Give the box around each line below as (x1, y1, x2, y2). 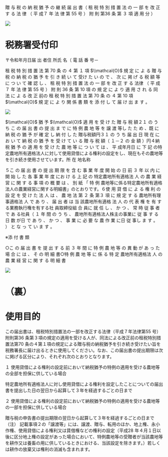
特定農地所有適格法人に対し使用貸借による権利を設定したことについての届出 (5, 381, 163, 387)
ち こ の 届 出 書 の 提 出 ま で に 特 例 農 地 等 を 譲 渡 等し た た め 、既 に (5, 125, 159, 131)
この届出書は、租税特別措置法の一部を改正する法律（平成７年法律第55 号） (5, 329, 161, 335)
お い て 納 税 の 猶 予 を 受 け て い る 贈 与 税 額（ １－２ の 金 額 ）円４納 (5, 137, 160, 144)
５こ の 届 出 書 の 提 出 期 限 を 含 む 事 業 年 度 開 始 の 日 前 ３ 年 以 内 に (5, 167, 160, 173)
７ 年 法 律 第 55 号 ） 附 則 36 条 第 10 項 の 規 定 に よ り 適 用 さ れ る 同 (5, 86, 158, 92)
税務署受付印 (5, 40, 59, 51)
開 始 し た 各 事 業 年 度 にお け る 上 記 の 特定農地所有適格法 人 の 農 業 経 (5, 173, 162, 179)
